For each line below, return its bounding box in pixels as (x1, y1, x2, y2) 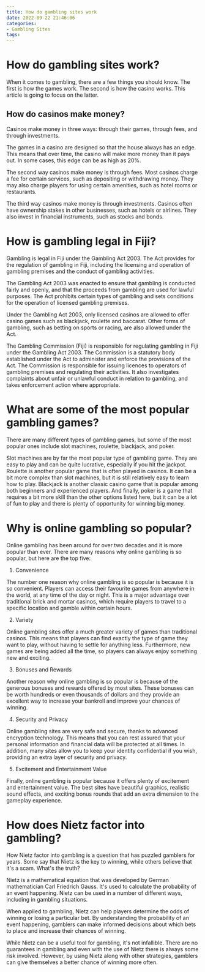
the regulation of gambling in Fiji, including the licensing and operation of (6, 261, 191, 268)
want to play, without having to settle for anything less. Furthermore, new (6, 641, 191, 648)
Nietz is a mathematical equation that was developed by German (6, 876, 170, 883)
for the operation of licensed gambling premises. (6, 299, 130, 306)
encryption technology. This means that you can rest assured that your (6, 734, 185, 741)
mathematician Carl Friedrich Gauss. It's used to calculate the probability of (6, 883, 197, 890)
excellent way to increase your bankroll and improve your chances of (6, 697, 181, 705)
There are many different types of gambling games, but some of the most (6, 436, 192, 443)
